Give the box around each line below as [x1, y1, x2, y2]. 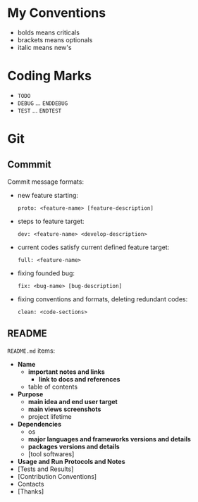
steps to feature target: [17, 217, 85, 225]
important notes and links [27, 368, 106, 376]
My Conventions [7, 5, 106, 21]
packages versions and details [27, 442, 120, 451]
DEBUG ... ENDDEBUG [17, 99, 68, 107]
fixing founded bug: [17, 269, 75, 277]
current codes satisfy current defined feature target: [17, 243, 170, 251]
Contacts [17, 479, 44, 488]
